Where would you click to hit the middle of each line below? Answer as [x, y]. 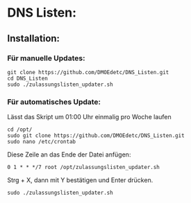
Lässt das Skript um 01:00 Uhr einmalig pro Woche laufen [89, 117]
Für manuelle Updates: [46, 58]
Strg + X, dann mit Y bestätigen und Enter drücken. [80, 180]
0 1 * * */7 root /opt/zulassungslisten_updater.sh [83, 168]
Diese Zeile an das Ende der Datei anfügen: [69, 155]
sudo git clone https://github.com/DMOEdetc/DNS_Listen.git [96, 136]
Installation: [34, 38]
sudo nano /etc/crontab [42, 142]
